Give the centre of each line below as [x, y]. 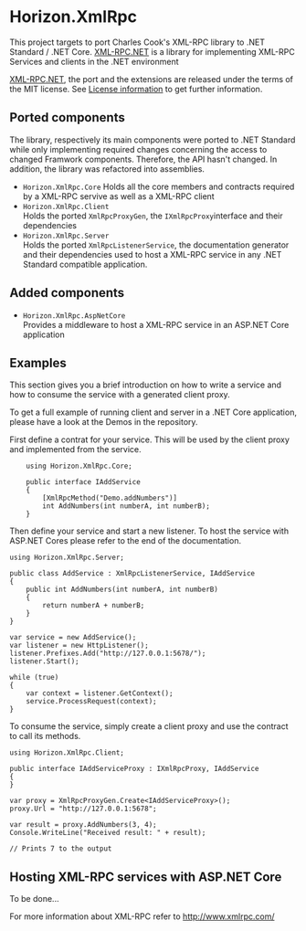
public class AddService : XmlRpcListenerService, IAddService [132, 574]
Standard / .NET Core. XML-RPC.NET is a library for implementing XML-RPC [152, 51]
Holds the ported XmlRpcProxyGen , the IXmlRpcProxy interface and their [153, 216]
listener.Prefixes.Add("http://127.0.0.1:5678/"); [108, 654]
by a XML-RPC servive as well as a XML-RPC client [118, 196]
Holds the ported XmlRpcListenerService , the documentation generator [156, 245]
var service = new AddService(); [73, 638]
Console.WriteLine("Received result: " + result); [108, 833]
